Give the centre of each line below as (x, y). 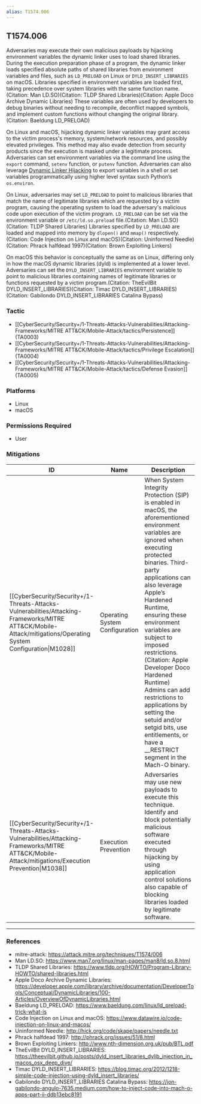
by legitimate (162, 909)
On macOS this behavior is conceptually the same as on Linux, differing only (100, 257)
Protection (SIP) (167, 495)
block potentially (168, 819)
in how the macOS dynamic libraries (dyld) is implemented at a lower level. (98, 264)
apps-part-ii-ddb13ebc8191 (48, 1094)
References (23, 941)
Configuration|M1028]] (42, 648)
